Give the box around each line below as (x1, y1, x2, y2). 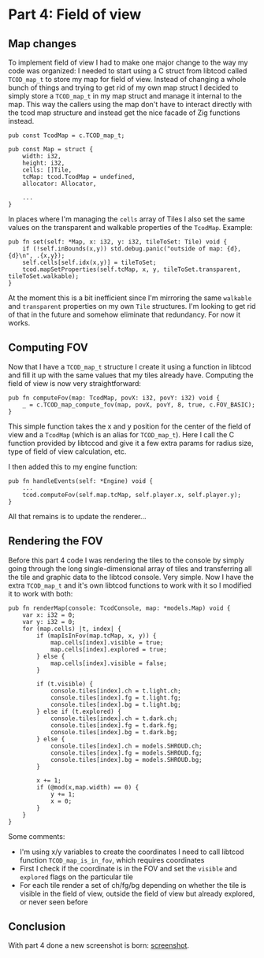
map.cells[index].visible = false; (50, 659, 168, 667)
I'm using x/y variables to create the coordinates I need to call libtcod (19, 847, 244, 856)
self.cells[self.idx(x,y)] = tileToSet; (22, 258, 157, 266)
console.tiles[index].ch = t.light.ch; (50, 687, 181, 695)
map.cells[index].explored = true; (50, 645, 168, 653)
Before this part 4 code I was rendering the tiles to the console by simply (8, 555, 244, 565)
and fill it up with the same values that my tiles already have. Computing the (8, 370, 254, 380)
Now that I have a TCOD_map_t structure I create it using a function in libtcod (8, 362, 252, 371)
